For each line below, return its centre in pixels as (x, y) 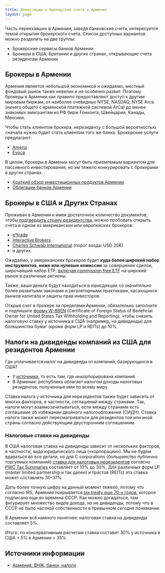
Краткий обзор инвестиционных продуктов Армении (68, 182)
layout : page (18, 14)
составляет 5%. (22, 523)
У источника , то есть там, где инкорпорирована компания (74, 376)
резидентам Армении (35, 59)
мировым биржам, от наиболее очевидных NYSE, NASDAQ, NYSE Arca (80, 102)
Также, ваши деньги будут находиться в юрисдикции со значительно (78, 286)
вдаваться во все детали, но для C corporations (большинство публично (81, 457)
